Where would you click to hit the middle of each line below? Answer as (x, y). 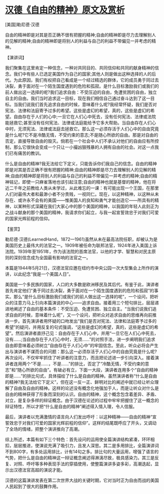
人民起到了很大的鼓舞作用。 (33, 486)
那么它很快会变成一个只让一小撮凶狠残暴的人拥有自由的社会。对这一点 (84, 147)
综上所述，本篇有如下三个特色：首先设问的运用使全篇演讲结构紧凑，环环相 (80, 439)
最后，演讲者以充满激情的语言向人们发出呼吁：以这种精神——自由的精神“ (79, 417)
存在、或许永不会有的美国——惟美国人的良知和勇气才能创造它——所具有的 (80, 200)
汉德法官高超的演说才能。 (39, 470)
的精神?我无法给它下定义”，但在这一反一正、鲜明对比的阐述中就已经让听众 (80, 382)
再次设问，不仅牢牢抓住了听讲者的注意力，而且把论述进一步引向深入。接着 (80, 357)
